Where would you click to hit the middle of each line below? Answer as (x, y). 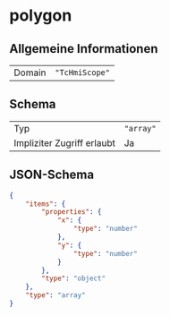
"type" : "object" (73, 278)
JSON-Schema (52, 175)
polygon (41, 16)
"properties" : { (72, 212)
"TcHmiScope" (82, 73)
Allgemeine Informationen (84, 49)
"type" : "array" (56, 295)
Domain (30, 73)
